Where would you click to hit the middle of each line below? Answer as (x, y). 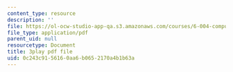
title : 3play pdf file (40, 52)
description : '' (31, 20)
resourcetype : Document (42, 45)
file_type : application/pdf (48, 33)
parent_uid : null (32, 39)
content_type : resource (42, 13)
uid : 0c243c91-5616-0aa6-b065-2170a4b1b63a (71, 58)
